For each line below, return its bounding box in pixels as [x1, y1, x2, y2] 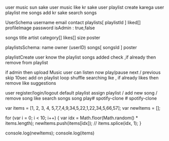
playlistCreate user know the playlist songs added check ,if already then [5, 54, 156, 60]
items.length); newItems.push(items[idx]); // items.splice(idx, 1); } [5, 120, 142, 126]
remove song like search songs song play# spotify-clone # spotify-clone [5, 96, 157, 101]
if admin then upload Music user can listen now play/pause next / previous [5, 69, 161, 75]
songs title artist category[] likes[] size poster [5, 35, 100, 40]
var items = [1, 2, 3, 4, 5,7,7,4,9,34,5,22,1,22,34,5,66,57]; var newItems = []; [5, 105, 161, 111]
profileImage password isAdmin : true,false [5, 25, 95, 31]
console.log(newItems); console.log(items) [5, 130, 95, 136]
